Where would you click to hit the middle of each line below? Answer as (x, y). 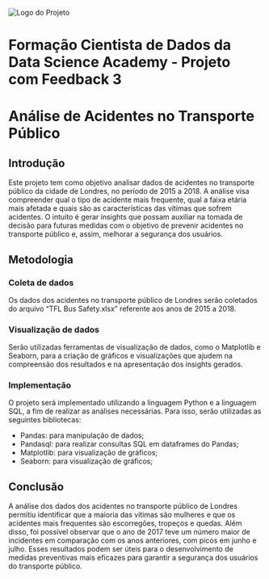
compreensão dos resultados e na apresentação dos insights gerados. (126, 364)
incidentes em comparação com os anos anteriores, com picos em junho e (132, 540)
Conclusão (36, 487)
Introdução (37, 163)
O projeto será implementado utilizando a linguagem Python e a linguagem (132, 403)
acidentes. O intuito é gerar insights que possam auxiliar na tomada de (126, 217)
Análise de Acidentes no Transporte (131, 116)
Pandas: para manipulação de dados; (82, 435)
